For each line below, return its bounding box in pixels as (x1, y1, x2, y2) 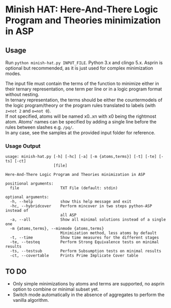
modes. (5, 70, 22, 77)
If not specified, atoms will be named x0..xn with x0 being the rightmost (5, 113, 157, 119)
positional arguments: (5, 181, 54, 186)
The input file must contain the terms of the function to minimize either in (5, 81, 159, 86)
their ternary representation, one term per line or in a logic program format (5, 86, 162, 92)
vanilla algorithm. (12, 297, 49, 303)
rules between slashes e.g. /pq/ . (5, 124, 74, 130)
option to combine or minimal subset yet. (12, 286, 99, 293)
